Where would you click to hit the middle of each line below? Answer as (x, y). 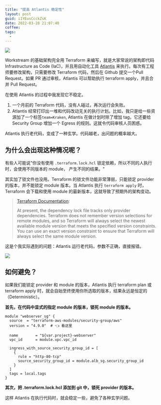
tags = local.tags (28, 373)
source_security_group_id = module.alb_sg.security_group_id (81, 361)
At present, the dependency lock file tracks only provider (73, 210)
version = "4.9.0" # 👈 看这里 (41, 325)
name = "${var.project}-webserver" (53, 335)
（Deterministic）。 (24, 297)
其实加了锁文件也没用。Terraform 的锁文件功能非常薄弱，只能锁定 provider (80, 179)
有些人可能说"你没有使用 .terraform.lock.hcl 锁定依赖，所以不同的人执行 (79, 162)
